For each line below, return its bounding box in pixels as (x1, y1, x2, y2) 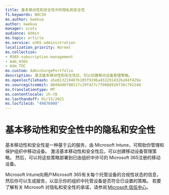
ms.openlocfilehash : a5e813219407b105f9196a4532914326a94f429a (5, 78, 141, 83)
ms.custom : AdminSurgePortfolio (5, 69, 73, 74)
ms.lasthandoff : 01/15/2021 (5, 96, 65, 101)
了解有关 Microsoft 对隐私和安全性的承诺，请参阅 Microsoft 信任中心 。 (5, 184, 151, 190)
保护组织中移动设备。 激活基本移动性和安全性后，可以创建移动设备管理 (5, 148, 152, 154)
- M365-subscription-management (5, 54, 73, 59)
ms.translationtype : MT (5, 87, 55, 92)
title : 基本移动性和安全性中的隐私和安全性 (5, 7, 85, 13)
